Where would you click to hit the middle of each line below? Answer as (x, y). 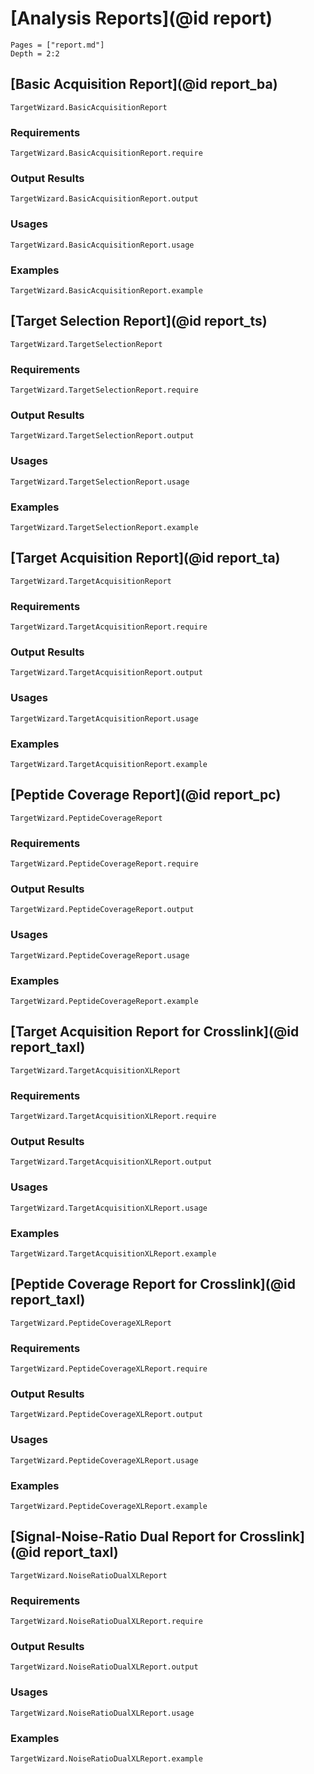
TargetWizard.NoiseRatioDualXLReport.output (104, 1667)
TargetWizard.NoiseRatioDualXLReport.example (106, 1758)
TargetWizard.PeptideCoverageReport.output (102, 910)
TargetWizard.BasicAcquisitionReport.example (106, 290)
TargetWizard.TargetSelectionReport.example (104, 527)
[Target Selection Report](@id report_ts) (139, 321)
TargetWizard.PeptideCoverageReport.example (104, 1001)
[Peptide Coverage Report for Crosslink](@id (153, 1284)
